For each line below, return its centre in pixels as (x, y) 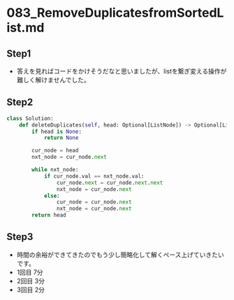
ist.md (25, 28)
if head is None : (57, 131)
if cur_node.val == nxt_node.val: (94, 176)
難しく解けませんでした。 (53, 80)
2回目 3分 (30, 280)
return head (49, 215)
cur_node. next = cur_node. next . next (110, 183)
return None (61, 138)
